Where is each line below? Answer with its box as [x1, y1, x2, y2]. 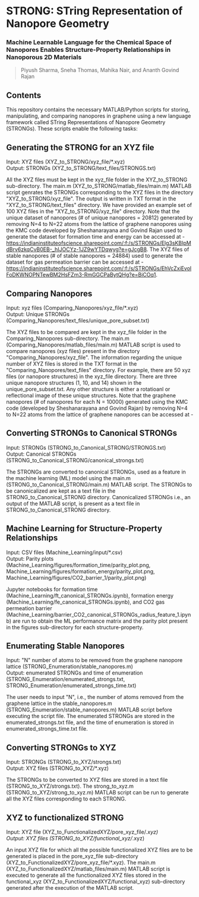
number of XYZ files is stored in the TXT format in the [6, 360, 137, 367]
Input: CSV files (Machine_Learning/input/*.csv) [6, 549, 123, 556]
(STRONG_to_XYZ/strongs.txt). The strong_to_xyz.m [6, 782, 134, 790]
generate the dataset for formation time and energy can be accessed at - [6, 233, 185, 240]
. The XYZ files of [146, 246, 189, 253]
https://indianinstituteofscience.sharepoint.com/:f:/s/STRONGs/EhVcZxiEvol [6, 265, 192, 272]
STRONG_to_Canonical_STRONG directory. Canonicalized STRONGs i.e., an [6, 493, 191, 500]
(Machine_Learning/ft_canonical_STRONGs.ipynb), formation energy [6, 592, 174, 599]
